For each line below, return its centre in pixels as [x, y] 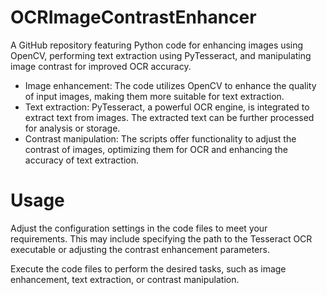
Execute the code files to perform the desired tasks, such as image [148, 268]
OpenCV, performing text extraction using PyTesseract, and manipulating [161, 55]
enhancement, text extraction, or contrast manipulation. [125, 279]
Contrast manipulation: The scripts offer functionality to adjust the [160, 138]
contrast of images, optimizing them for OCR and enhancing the [156, 149]
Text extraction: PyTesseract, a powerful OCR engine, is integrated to [167, 107]
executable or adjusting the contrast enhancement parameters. [140, 249]
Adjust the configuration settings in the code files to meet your [139, 228]
